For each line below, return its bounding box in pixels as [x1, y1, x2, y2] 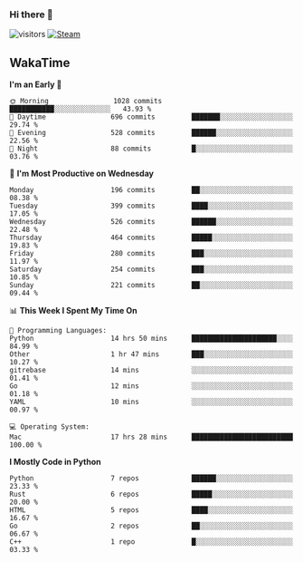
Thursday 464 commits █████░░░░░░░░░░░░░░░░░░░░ [9, 233, 294, 243]
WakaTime [9, 54, 71, 71]
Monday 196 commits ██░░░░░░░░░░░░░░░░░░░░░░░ [9, 186, 294, 195]
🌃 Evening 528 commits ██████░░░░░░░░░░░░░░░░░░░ [9, 129, 294, 138]
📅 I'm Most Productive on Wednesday [9, 168, 154, 179]
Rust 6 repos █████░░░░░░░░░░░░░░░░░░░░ [9, 489, 294, 499]
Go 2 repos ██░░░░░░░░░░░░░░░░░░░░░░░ [9, 521, 294, 531]
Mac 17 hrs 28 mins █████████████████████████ [9, 432, 294, 442]
